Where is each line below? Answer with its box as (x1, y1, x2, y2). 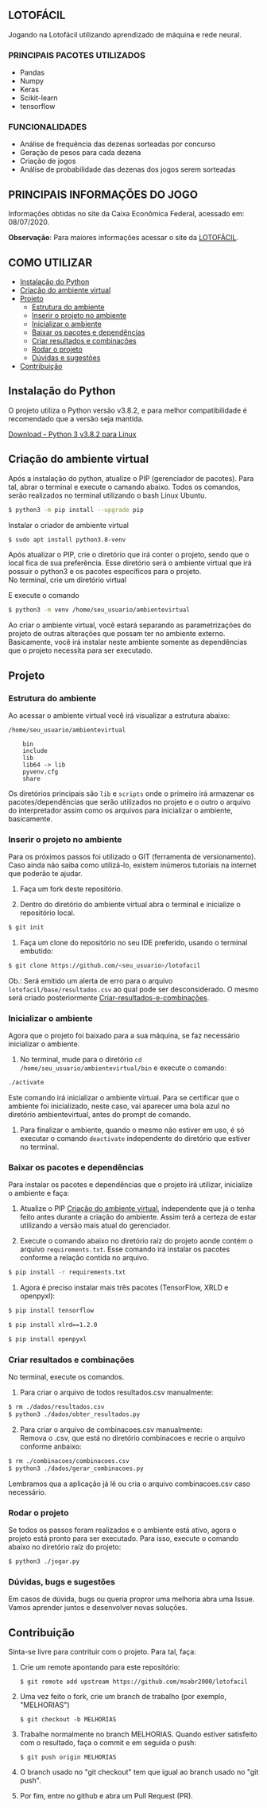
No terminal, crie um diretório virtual (8, 575, 127, 585)
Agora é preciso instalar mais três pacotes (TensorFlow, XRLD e (19, 1282, 229, 1293)
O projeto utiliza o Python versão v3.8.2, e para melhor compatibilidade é (8, 405, 248, 415)
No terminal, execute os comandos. (8, 1372, 125, 1382)
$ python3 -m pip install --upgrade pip (8, 506, 145, 514)
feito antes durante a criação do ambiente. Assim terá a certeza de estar (19, 1212, 257, 1222)
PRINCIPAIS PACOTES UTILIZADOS (8, 49, 145, 60)
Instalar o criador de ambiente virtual (8, 520, 130, 530)
